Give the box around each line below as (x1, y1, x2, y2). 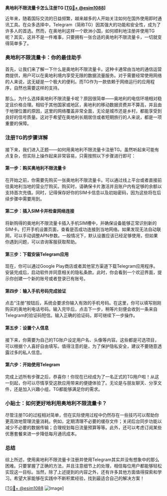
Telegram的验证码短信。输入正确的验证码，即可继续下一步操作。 (5, 313, 138, 319)
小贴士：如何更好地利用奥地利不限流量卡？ (5, 400, 107, 407)
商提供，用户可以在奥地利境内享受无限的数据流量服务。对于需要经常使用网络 (5, 72, 162, 79)
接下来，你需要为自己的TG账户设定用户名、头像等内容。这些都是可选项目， (5, 336, 160, 343)
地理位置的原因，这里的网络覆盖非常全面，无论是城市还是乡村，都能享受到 (9, 108, 162, 114)
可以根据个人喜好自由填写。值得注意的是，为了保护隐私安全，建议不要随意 (5, 343, 158, 349)
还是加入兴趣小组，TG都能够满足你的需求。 (13, 386, 103, 392)
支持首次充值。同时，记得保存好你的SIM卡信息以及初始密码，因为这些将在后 (5, 189, 162, 195)
